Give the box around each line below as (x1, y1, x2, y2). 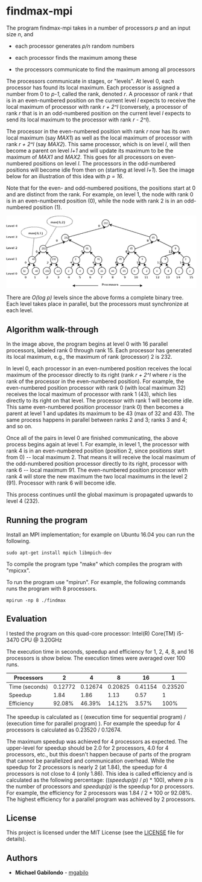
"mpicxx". (6, 567, 31, 575)
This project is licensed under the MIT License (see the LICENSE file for (6, 829, 184, 836)
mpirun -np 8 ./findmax (6, 597, 66, 604)
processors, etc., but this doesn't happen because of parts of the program (6, 750, 191, 758)
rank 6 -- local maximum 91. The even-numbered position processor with (6, 466, 188, 474)
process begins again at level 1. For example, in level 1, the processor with (6, 441, 190, 448)
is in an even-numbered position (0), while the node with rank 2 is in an (6, 197, 183, 204)
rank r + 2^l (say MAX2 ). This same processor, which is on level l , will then (6, 140, 191, 147)
